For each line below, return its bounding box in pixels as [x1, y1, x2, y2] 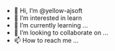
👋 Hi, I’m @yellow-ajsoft [13, 7, 83, 14]
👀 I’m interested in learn [13, 14, 82, 22]
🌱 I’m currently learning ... [13, 21, 89, 29]
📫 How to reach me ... [13, 37, 79, 44]
